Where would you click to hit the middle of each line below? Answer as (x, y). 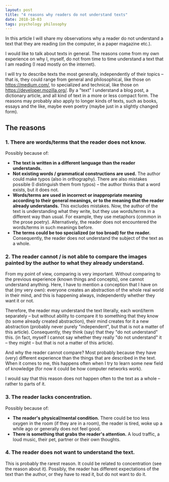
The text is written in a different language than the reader (74, 163)
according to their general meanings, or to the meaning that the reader (88, 200)
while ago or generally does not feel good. (57, 428)
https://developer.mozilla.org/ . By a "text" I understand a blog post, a (77, 90)
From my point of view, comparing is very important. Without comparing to (83, 274)
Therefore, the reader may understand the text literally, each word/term (80, 311)
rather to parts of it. (26, 384)
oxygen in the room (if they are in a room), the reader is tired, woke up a (88, 423)
